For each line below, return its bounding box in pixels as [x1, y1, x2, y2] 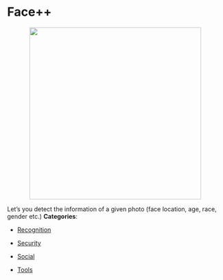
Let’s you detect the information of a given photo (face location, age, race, [7, 204, 218, 213]
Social [16, 252, 35, 260]
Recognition [16, 225, 51, 234]
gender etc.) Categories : [7, 212, 78, 220]
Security [16, 239, 41, 247]
